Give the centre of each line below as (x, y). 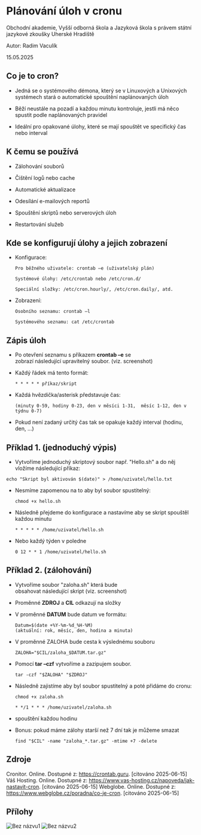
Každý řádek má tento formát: (51, 373)
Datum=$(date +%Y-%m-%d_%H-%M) (54, 625)
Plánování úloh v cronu (64, 11)
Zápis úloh (26, 340)
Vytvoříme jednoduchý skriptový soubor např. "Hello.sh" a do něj (95, 462)
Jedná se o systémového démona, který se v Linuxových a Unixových (101, 91)
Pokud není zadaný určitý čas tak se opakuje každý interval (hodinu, (99, 422)
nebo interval (31, 132)
